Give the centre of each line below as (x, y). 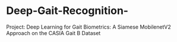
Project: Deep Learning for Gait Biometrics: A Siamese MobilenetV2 (88, 27)
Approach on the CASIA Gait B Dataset (53, 33)
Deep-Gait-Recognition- (67, 11)
